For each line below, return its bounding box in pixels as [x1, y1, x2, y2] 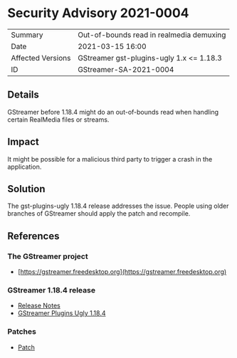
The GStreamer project [7, 251, 88, 261]
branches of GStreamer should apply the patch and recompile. [7, 209, 191, 218]
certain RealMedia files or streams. [7, 115, 110, 124]
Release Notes [17, 301, 60, 310]
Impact [7, 136, 39, 148]
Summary [11, 30, 44, 40]
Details [7, 89, 39, 101]
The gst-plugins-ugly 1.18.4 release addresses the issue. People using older [7, 201, 229, 211]
